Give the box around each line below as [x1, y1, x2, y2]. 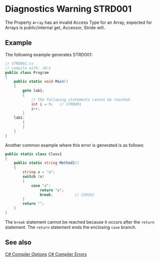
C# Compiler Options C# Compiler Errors [5, 251, 87, 257]
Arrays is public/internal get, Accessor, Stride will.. [5, 24, 106, 30]
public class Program [5, 70, 49, 75]
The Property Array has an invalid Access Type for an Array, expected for [5, 19, 152, 25]
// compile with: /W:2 [5, 66, 51, 70]
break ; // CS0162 [39, 192, 95, 197]
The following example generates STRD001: [5, 52, 93, 57]
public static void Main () [14, 79, 69, 84]
